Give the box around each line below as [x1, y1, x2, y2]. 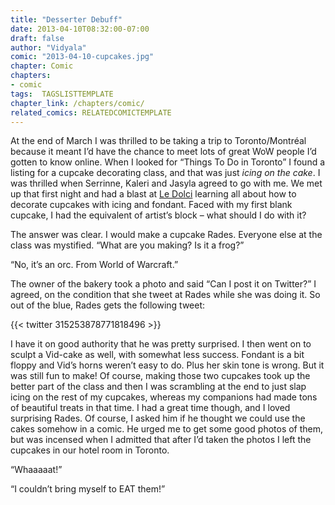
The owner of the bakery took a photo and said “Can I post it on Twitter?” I [10, 278, 317, 290]
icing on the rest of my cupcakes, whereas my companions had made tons [10, 391, 318, 403]
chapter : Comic [10, 61, 74, 71]
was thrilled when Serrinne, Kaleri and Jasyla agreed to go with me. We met [10, 177, 323, 190]
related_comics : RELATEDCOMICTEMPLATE [10, 107, 172, 118]
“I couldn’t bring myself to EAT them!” [10, 483, 166, 495]
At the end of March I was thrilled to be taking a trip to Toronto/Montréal [10, 135, 307, 147]
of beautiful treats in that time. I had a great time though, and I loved [10, 402, 291, 414]
